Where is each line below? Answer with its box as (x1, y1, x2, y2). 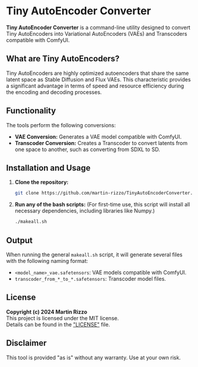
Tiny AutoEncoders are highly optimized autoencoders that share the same (6, 70, 189, 77)
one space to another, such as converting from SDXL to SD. (14, 146, 160, 153)
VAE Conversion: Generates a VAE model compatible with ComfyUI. (14, 133, 182, 140)
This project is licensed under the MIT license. (6, 314, 119, 322)
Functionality (6, 106, 56, 116)
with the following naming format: (6, 257, 88, 264)
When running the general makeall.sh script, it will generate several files (6, 251, 183, 258)
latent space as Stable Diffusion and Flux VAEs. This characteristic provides (6, 76, 191, 83)
